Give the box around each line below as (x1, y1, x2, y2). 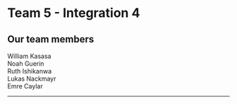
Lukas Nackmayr (7, 74, 56, 83)
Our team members (7, 33, 95, 45)
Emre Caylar (7, 82, 44, 90)
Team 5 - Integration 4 (7, 5, 140, 21)
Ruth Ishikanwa (7, 67, 52, 75)
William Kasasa (7, 52, 51, 60)
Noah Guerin (7, 59, 44, 68)
